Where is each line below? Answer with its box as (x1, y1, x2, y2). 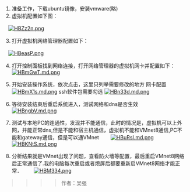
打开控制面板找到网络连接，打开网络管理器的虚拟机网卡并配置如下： (11, 62, 175, 69)
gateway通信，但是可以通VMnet (22, 134, 99, 140)
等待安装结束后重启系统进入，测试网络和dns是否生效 (11, 101, 139, 107)
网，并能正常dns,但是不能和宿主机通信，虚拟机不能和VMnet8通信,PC (11, 126, 178, 133)
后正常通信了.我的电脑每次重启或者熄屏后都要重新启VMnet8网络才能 (11, 160, 175, 167)
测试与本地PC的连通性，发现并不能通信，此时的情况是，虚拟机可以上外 (11, 119, 182, 126)
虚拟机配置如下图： (11, 12, 58, 19)
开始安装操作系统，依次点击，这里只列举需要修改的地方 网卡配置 (11, 81, 167, 88)
